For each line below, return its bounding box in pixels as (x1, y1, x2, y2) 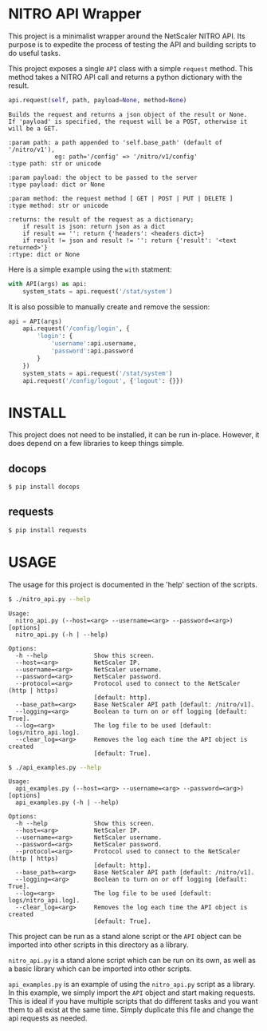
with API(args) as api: (8, 280, 88, 288)
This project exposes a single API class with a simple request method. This (8, 63, 253, 73)
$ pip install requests (8, 526, 88, 534)
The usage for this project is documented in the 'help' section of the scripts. (8, 579, 257, 589)
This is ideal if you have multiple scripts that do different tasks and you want (8, 997, 258, 1006)
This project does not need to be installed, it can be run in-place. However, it (8, 430, 260, 440)
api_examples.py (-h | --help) (15, 798, 120, 807)
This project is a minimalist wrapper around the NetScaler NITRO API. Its (8, 31, 245, 41)
